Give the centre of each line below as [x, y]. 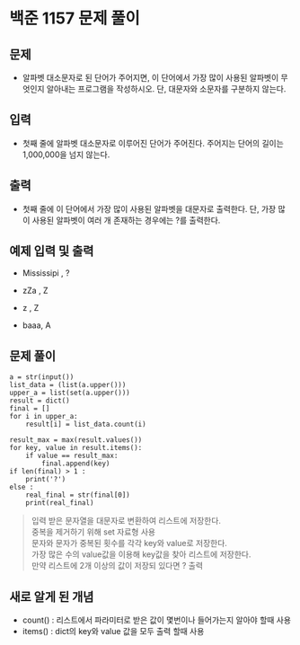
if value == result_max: [72, 456]
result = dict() [40, 401]
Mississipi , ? [46, 273]
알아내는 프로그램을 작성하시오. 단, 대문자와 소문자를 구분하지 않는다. [166, 89]
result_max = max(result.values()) [76, 440]
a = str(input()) [42, 377]
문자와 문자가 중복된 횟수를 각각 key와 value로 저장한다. [129, 543]
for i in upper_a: [44, 417]
